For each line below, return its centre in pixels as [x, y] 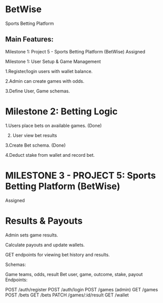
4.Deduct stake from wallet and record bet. [50, 155]
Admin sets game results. [32, 235]
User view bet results [35, 135]
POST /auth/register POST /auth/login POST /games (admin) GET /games [82, 289]
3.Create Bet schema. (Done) [35, 145]
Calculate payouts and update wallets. [45, 245]
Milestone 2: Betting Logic [62, 111]
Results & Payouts [44, 221]
